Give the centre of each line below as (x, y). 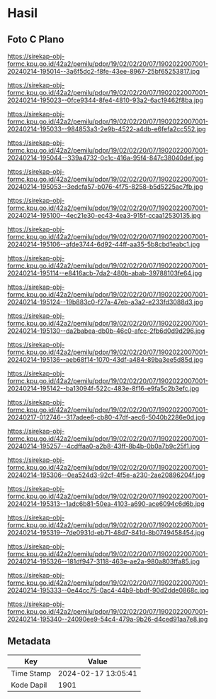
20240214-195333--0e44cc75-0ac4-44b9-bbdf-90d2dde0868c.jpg (108, 590)
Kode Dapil (29, 685)
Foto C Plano (36, 39)
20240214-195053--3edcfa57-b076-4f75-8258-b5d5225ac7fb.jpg (105, 187)
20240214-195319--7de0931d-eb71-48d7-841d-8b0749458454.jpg (106, 533)
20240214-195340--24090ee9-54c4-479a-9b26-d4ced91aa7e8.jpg (108, 619)
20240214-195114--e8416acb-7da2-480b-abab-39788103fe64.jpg (105, 273)
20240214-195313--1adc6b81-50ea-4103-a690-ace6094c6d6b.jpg (106, 504)
